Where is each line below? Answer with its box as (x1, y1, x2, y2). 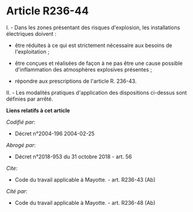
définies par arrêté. (6, 95, 54, 102)
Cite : (6, 164, 18, 172)
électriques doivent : (6, 30, 57, 37)
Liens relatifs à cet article (6, 107, 70, 114)
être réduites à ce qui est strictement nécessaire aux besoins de (14, 42, 173, 49)
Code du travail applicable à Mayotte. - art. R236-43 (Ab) (14, 176, 156, 183)
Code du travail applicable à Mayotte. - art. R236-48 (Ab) (14, 199, 156, 206)
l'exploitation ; (14, 48, 49, 55)
